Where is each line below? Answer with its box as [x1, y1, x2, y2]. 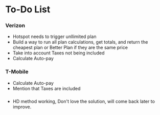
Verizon [5, 22, 26, 29]
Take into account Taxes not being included [12, 50, 105, 56]
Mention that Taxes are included [12, 85, 81, 91]
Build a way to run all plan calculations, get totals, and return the [12, 39, 148, 45]
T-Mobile [5, 68, 29, 75]
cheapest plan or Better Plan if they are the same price [12, 45, 128, 51]
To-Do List [5, 4, 51, 15]
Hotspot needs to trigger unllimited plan [12, 33, 97, 40]
